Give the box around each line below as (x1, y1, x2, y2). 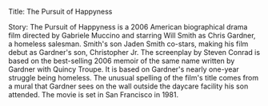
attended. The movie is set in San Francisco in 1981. (8, 90, 178, 99)
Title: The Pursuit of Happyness (8, 7, 113, 16)
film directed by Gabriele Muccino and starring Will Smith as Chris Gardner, (8, 31, 256, 40)
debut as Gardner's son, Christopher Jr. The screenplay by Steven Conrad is (8, 48, 261, 57)
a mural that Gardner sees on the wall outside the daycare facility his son (8, 81, 249, 91)
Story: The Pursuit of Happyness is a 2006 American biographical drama (8, 22, 248, 31)
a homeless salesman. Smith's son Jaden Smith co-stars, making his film (8, 39, 249, 49)
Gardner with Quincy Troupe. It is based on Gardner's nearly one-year (8, 65, 240, 74)
